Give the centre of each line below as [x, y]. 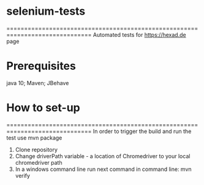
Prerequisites [41, 66]
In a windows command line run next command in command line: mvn [103, 169]
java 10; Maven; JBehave [38, 83]
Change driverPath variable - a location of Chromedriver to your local [103, 156]
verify [23, 175]
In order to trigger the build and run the [142, 131]
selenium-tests [46, 11]
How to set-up [43, 108]
